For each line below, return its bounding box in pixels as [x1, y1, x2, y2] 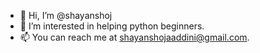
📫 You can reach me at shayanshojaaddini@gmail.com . [19, 31, 250, 43]
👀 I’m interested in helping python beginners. [19, 20, 205, 32]
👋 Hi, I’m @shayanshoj [19, 10, 113, 21]
